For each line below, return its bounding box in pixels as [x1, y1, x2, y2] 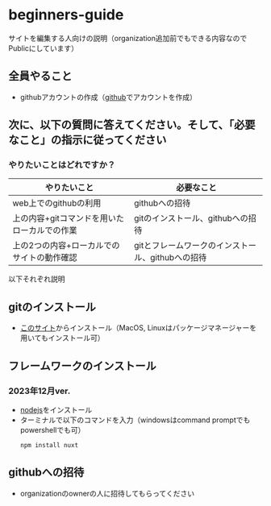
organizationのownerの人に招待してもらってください [19, 488, 195, 498]
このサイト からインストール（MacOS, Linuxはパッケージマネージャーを [19, 323, 256, 333]
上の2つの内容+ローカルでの [12, 240, 120, 251]
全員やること [8, 69, 73, 83]
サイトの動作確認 [12, 252, 78, 263]
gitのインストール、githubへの [134, 213, 248, 224]
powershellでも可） [19, 425, 85, 434]
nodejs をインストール [19, 404, 93, 414]
